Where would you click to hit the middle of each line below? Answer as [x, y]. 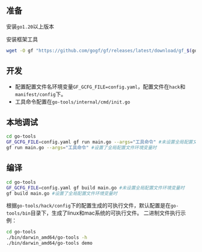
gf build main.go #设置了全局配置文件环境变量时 [62, 193]
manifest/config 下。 [41, 94]
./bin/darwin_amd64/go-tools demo [50, 243]
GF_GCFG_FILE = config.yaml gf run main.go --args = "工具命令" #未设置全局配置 [99, 142]
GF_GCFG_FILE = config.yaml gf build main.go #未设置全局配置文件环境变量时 [96, 188]
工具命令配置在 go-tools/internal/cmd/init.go [72, 102]
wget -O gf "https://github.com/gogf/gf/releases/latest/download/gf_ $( [99, 51]
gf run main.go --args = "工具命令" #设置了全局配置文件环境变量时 [82, 148]
